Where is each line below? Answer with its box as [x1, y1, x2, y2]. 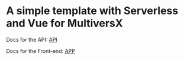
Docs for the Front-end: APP [6, 47, 75, 54]
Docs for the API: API [6, 36, 57, 43]
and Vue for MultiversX [6, 16, 123, 30]
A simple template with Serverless [6, 4, 179, 18]
